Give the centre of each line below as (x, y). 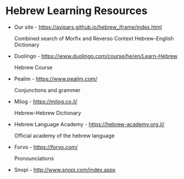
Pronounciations (34, 158)
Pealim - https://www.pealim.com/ (56, 79)
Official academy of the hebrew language (64, 136)
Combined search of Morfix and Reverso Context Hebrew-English (94, 38)
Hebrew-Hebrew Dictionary (47, 113)
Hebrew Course (33, 67)
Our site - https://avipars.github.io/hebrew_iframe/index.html (88, 27)
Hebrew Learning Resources (77, 11)
